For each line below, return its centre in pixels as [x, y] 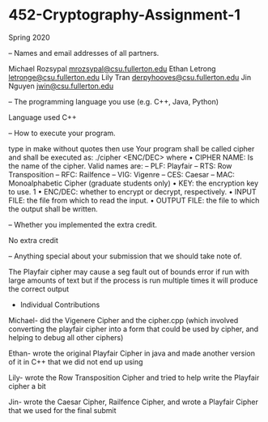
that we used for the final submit [62, 410]
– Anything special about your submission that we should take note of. [125, 256]
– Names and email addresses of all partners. [84, 53]
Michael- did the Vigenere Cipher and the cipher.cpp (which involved [123, 320]
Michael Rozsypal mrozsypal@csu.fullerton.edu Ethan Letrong [112, 68]
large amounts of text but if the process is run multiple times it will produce [133, 280]
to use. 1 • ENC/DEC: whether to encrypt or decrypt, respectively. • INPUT [132, 191]
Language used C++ [43, 117]
